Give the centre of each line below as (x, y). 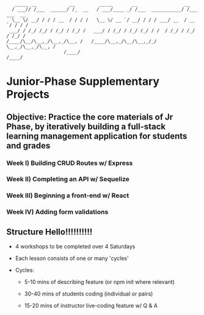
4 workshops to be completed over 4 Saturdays (75, 247)
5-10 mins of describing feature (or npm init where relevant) (100, 282)
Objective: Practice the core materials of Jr (90, 117)
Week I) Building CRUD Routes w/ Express (70, 163)
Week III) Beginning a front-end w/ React (68, 195)
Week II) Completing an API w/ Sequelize (68, 179)
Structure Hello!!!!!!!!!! (49, 232)
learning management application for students (97, 136)
